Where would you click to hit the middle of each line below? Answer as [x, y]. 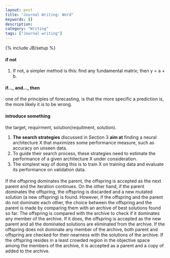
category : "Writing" [27, 29]
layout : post [19, 10]
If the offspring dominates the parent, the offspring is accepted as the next [83, 181]
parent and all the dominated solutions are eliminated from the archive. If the [85, 224]
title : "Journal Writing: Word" [39, 15]
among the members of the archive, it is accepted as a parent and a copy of [84, 246]
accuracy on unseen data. [40, 148]
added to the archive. [27, 251]
